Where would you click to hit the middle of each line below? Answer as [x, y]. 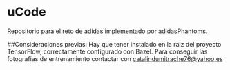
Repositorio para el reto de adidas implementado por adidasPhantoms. [107, 31]
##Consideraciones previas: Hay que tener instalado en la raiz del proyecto [114, 44]
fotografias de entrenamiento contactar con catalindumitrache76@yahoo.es [115, 58]
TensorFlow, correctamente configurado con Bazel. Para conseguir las [107, 51]
